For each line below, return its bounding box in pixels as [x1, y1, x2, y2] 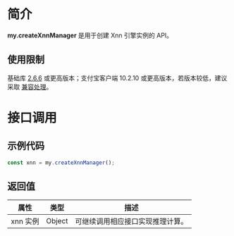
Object [45, 216, 68, 226]
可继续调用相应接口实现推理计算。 [75, 216, 188, 226]
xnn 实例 [11, 216, 39, 226]
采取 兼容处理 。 [7, 82, 53, 91]
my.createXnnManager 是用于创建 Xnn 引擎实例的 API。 [7, 31, 173, 39]
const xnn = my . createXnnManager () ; [7, 159, 115, 166]
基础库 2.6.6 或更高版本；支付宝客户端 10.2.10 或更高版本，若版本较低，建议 [7, 73, 228, 82]
